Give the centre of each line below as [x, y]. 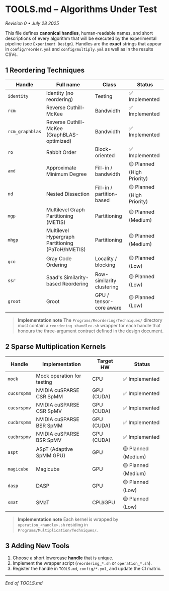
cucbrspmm [19, 422]
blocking [105, 265]
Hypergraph [60, 237]
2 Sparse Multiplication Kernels [56, 347]
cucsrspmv [19, 408]
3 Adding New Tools [37, 546]
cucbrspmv [19, 437]
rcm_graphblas [25, 131]
